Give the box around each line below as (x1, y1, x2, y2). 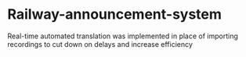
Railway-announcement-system (7, 5, 222, 23)
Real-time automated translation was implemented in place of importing (7, 31, 238, 41)
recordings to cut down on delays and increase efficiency (7, 39, 194, 48)
